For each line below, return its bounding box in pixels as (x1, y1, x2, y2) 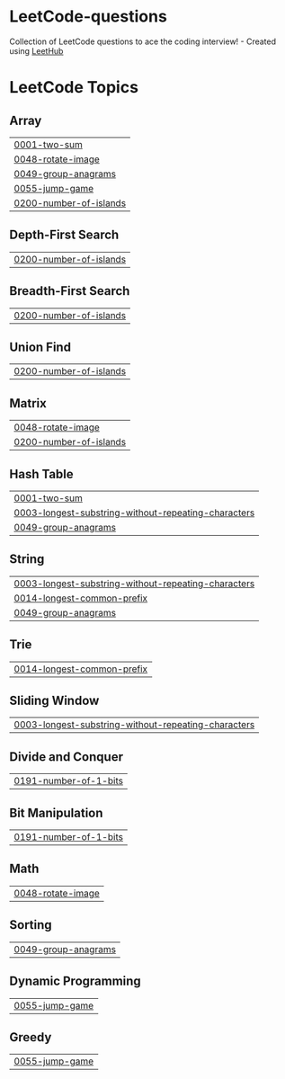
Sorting (9, 917, 52, 932)
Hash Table (9, 466, 74, 482)
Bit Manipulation (9, 805, 103, 820)
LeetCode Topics (9, 77, 139, 98)
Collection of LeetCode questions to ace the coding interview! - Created (9, 36, 277, 47)
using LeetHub (9, 45, 64, 56)
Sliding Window (9, 693, 100, 709)
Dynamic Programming (9, 974, 141, 989)
